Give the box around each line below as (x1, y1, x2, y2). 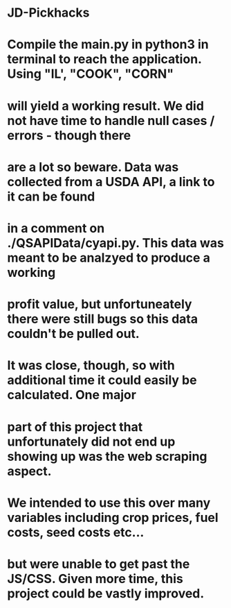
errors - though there (7, 127, 131, 143)
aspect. (7, 463, 52, 479)
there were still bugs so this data (7, 311, 198, 327)
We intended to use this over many (7, 495, 211, 511)
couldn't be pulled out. (7, 326, 140, 341)
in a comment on (7, 220, 105, 236)
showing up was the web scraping (7, 448, 207, 464)
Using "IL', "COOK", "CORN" (7, 66, 174, 82)
